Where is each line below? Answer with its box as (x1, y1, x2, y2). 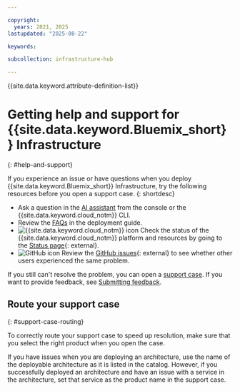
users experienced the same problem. (17, 256, 130, 265)
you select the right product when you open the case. (7, 338, 166, 347)
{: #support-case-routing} (7, 317, 84, 325)
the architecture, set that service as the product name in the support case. (7, 375, 226, 384)
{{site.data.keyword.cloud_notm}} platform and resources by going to (17, 233, 223, 243)
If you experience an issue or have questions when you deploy (7, 174, 191, 183)
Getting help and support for (7, 106, 180, 123)
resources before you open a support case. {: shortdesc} (7, 190, 175, 198)
